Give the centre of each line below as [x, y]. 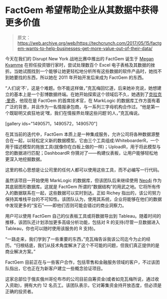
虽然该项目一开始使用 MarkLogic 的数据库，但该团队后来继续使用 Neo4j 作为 [83, 180]
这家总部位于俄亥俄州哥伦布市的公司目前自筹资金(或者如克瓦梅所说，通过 [80, 279]
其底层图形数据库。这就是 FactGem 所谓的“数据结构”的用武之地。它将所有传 [83, 186]
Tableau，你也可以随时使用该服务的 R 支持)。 [52, 228]
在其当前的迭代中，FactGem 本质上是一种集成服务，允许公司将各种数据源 [80, 134]
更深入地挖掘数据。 [25, 159]
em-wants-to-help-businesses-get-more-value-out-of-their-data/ [85, 48]
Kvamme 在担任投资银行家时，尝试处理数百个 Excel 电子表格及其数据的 [78, 65]
